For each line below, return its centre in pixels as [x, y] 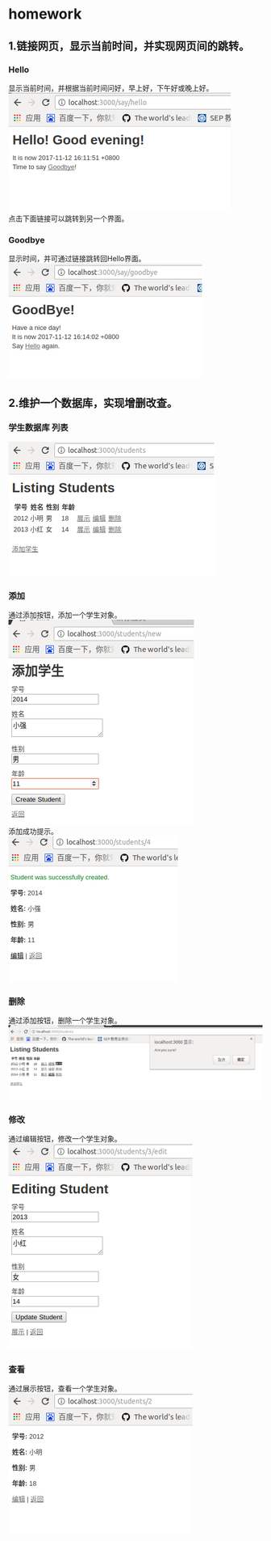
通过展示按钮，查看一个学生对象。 [65, 1389]
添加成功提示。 [33, 832]
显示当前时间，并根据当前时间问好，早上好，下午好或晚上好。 [111, 88]
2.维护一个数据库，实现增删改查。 [93, 402]
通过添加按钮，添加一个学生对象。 [65, 615]
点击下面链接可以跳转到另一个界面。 [69, 218]
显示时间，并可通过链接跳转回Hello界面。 [77, 259]
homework [45, 14]
